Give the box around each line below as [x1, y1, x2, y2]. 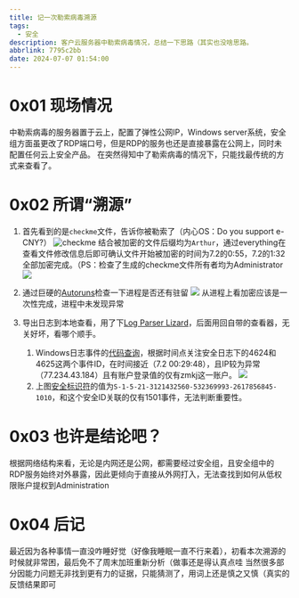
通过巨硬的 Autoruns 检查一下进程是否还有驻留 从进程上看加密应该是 [21, 287, 280, 298]
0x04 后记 [9, 514, 85, 535]
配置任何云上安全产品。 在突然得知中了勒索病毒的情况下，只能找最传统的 [9, 149, 277, 160]
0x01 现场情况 [9, 95, 113, 116]
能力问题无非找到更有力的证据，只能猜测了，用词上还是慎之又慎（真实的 [24, 568, 290, 578]
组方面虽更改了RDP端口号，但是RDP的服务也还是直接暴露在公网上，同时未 [9, 137, 283, 148]
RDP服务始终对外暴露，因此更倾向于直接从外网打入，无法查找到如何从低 [9, 469, 275, 479]
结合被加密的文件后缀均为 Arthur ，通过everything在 [97, 237, 287, 248]
